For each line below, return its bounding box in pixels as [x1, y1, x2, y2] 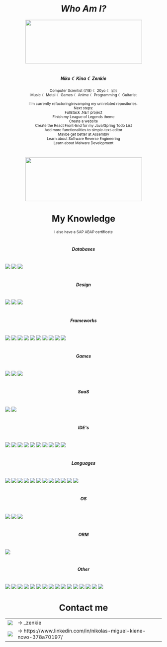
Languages [71, 460, 96, 466]
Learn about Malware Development [53, 140, 114, 145]
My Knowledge [51, 213, 116, 224]
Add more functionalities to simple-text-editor [44, 127, 123, 132]
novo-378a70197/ [17, 634, 63, 641]
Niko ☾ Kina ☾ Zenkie [60, 75, 107, 81]
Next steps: [74, 105, 93, 110]
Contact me [59, 602, 108, 613]
